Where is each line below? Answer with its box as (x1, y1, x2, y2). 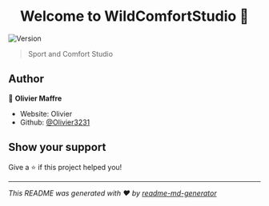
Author (8, 72, 44, 86)
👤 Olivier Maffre (8, 93, 62, 103)
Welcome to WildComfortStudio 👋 (19, 7, 250, 26)
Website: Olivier (19, 109, 73, 118)
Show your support (8, 141, 106, 154)
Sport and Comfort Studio (27, 49, 114, 58)
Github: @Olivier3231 (19, 117, 90, 127)
